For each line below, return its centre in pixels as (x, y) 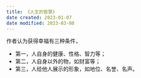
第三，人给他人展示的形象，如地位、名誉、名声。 (76, 69)
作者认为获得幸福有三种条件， (43, 41)
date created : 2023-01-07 (39, 18)
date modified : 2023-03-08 (40, 23)
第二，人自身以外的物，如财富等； (58, 62)
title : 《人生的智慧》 (32, 12)
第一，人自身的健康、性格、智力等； (60, 54)
